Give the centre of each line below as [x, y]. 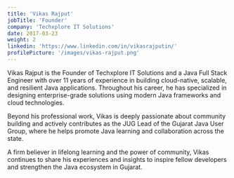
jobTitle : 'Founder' [38, 20]
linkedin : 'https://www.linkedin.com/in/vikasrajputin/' [92, 46]
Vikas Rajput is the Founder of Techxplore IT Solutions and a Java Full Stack [117, 73]
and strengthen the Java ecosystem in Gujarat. [75, 167]
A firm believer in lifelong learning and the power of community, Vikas [108, 152]
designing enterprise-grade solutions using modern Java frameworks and [114, 95]
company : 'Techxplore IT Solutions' [61, 27]
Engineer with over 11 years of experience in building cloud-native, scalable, [117, 80]
